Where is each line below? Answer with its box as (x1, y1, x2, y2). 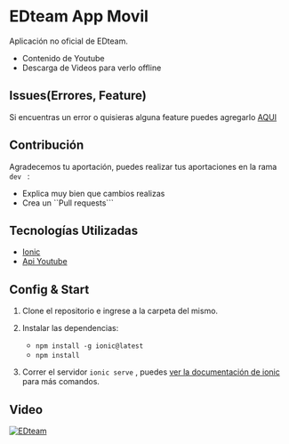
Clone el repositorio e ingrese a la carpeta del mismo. (21, 305, 219, 317)
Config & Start (9, 282, 90, 297)
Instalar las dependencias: (21, 323, 119, 334)
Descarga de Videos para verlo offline (21, 62, 162, 73)
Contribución (9, 138, 84, 153)
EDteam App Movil (9, 6, 149, 27)
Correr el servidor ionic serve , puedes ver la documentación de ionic (21, 367, 280, 377)
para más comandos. (21, 376, 100, 387)
